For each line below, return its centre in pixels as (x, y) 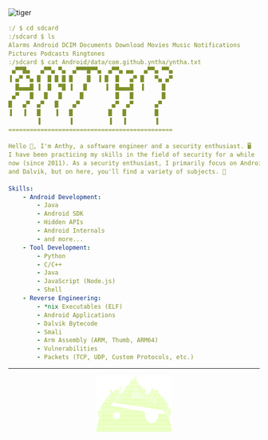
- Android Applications (76, 315)
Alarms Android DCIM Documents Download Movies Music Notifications (124, 45)
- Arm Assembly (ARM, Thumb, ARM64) (98, 340)
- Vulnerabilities (67, 349)
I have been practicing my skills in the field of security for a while (132, 155)
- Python (51, 256)
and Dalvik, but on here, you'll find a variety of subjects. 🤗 (117, 171)
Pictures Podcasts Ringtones (57, 54)
